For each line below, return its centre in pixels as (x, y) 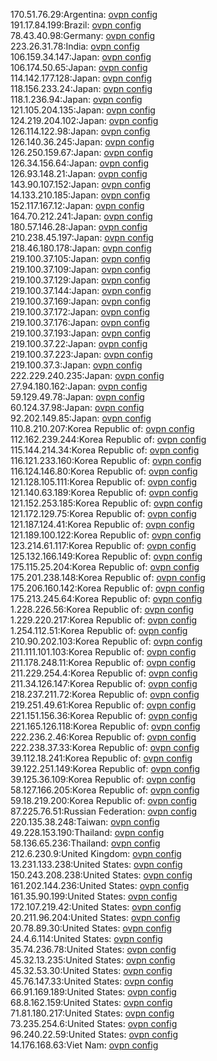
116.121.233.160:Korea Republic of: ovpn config (106, 460)
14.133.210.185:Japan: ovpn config (80, 195)
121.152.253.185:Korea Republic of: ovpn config (106, 503)
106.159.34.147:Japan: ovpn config (81, 57)
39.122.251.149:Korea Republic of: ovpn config (105, 768)
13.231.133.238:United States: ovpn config (96, 864)
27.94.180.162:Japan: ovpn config (79, 386)
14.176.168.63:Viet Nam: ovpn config (84, 1045)
